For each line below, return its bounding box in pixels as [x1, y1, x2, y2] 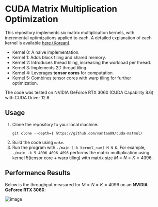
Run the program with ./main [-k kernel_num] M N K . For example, [12, 144, 146, 150]
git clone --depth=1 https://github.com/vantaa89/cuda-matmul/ [12, 131, 143, 136]
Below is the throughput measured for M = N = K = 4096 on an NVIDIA [5, 181, 148, 187]
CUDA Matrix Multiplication [5, 3, 118, 15]
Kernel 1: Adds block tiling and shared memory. [12, 54, 107, 60]
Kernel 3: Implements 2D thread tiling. [12, 64, 88, 71]
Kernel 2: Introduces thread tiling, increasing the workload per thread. [12, 59, 152, 65]
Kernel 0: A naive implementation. [12, 49, 80, 55]
